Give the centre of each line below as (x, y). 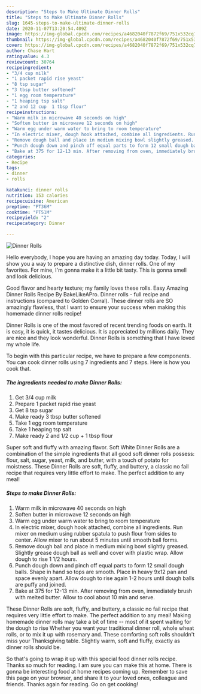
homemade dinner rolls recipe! (44, 313)
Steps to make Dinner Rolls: (41, 493)
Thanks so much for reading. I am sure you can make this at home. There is (99, 665)
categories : (21, 157)
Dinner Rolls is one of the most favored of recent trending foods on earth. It (99, 325)
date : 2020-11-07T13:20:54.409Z (46, 28)
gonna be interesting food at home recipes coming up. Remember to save (97, 671)
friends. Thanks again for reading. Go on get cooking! (72, 684)
